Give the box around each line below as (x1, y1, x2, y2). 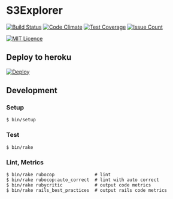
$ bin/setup (6, 117, 36, 123)
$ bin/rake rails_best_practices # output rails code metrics (6, 188, 168, 194)
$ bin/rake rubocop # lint (6, 172, 111, 178)
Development (6, 85, 58, 96)
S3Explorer (6, 4, 63, 17)
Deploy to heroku (6, 52, 72, 63)
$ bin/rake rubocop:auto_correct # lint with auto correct (6, 177, 160, 183)
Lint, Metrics (6, 158, 44, 166)
